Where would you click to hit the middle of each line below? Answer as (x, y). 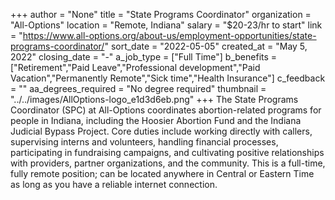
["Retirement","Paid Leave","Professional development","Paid (135, 67)
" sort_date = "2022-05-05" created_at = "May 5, (206, 46)
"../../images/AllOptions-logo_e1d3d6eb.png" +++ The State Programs (154, 99)
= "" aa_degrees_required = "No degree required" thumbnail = (138, 88)
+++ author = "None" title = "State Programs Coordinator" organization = (161, 14)
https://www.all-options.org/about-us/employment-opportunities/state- (169, 35)
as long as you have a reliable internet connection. (114, 184)
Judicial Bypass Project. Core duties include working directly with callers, (161, 131)
